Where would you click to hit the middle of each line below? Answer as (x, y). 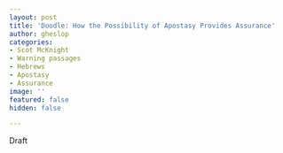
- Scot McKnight (39, 50)
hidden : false (35, 108)
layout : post (33, 17)
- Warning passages (45, 58)
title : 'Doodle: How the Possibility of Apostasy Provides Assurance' (142, 26)
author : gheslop (39, 34)
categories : (31, 42)
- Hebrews (28, 67)
